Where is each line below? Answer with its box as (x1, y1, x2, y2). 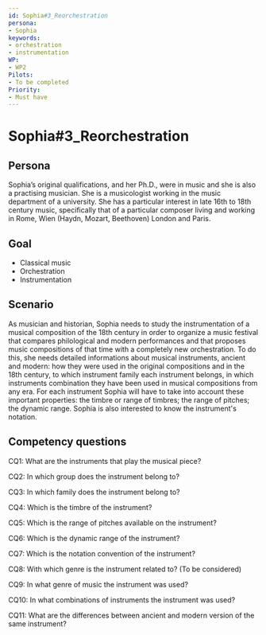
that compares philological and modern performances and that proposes (8, 336, 246, 345)
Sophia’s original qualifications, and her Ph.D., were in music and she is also (8, 180, 256, 189)
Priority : (8, 85, 41, 94)
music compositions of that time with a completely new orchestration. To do (8, 344, 256, 354)
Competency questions (8, 435, 127, 449)
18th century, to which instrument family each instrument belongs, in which (8, 369, 254, 379)
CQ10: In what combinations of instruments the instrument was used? (8, 594, 236, 605)
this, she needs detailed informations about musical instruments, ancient (8, 353, 246, 362)
